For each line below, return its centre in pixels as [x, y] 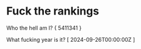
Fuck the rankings [53, 11]
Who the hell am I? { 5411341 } [44, 28]
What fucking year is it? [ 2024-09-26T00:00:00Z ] [71, 39]
